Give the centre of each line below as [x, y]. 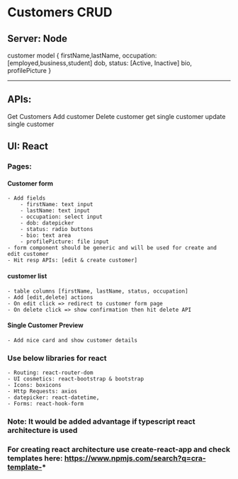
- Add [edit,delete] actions [50, 297]
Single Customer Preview [45, 325]
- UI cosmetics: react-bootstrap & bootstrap [75, 379]
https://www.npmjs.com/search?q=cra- [135, 458]
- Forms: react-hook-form [45, 404]
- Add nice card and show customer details [73, 340]
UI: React [28, 146]
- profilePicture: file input [65, 242]
